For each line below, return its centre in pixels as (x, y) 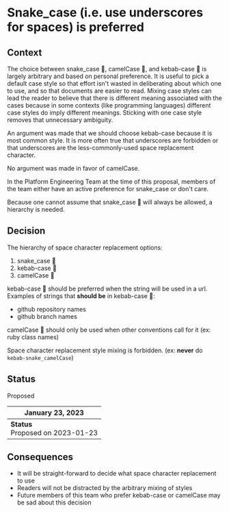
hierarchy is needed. (36, 209)
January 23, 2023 (54, 413)
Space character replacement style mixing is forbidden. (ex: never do (105, 350)
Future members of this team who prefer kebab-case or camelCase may (119, 496)
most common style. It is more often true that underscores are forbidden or (113, 141)
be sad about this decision (54, 502)
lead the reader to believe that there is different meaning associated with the (114, 98)
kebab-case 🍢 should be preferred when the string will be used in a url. (107, 289)
